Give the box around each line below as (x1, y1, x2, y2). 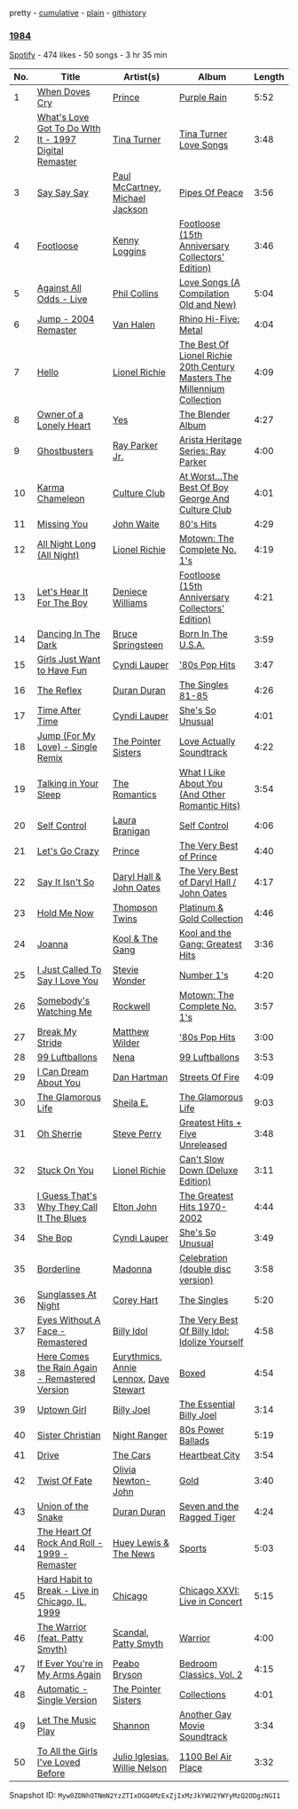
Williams (112, 597, 148, 609)
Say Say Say (36, 186, 89, 199)
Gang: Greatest (178, 938, 242, 951)
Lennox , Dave (112, 1373, 170, 1385)
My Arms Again (36, 1669, 102, 1681)
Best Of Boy (178, 482, 229, 494)
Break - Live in (36, 1585, 99, 1597)
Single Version (36, 1694, 98, 1706)
